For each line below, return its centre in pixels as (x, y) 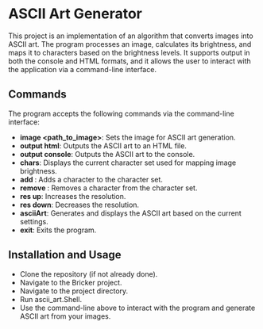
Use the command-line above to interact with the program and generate (137, 308)
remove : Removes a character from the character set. (108, 188)
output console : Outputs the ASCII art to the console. (107, 154)
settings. (34, 221)
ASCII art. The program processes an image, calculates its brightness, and (130, 44)
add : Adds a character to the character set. (91, 179)
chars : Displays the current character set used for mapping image (128, 163)
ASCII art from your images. (65, 316)
